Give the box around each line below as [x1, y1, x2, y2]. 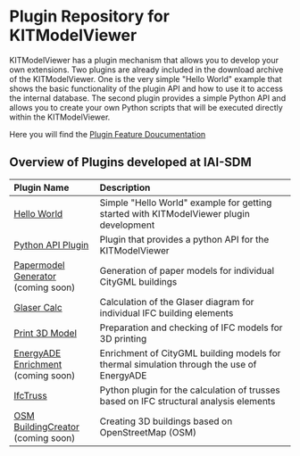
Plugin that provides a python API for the [99, 233, 270, 245]
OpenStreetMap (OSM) [99, 426, 196, 438]
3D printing [99, 332, 147, 344]
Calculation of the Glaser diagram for [99, 295, 254, 308]
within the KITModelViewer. [9, 112, 111, 122]
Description [99, 181, 151, 194]
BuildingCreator [13, 420, 80, 433]
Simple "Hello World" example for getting [99, 196, 272, 209]
